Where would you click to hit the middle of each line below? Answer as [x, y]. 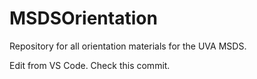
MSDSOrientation [83, 18]
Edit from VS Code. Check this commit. [90, 65]
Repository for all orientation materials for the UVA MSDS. [128, 46]
